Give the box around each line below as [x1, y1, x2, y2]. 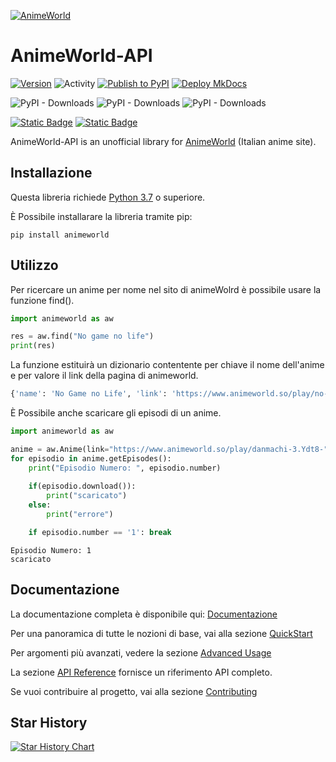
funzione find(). [10, 294, 75, 306]
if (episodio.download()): [28, 481, 137, 492]
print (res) [10, 341, 56, 351]
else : [28, 500, 52, 510]
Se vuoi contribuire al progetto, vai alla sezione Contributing [10, 685, 258, 697]
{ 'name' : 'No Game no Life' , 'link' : [10, 389, 168, 399]
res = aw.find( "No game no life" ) [10, 331, 155, 342]
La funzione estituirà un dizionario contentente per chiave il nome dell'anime [10, 359, 325, 371]
